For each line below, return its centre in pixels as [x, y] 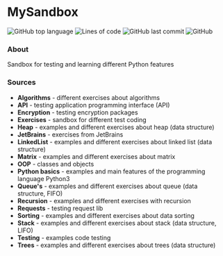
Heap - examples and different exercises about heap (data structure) [116, 127]
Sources [22, 83]
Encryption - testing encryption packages [77, 112]
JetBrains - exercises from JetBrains [70, 134]
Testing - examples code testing [64, 237]
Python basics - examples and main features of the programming [111, 171]
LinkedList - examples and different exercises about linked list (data [115, 142]
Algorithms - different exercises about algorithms [89, 97]
